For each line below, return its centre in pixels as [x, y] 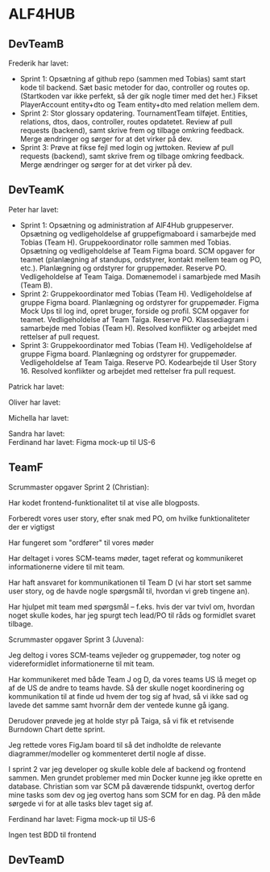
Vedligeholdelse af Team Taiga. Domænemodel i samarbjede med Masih [140, 276]
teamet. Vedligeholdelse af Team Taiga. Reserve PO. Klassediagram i [134, 319]
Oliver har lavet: [35, 402]
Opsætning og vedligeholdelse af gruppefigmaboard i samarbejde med [138, 233]
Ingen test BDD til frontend [52, 834]
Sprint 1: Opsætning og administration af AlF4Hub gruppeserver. [127, 225]
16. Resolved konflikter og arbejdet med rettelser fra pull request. [128, 371]
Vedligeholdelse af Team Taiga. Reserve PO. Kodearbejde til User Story [138, 362]
